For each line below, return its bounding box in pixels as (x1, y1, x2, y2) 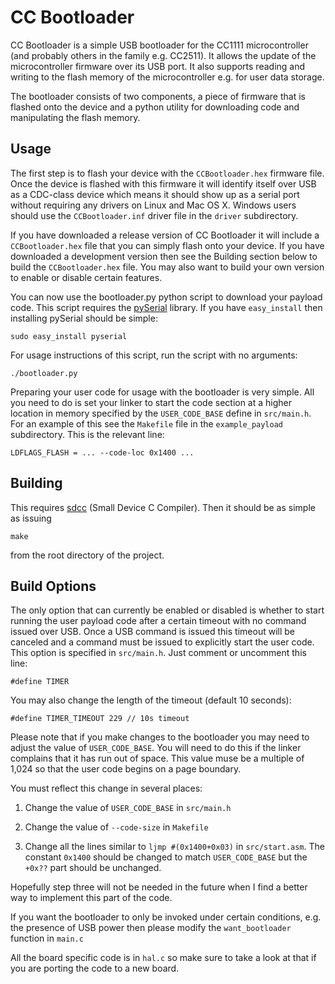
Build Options (10, 577, 97, 595)
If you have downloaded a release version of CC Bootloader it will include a (10, 229, 320, 241)
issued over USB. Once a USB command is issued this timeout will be (10, 626, 295, 638)
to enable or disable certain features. (10, 271, 163, 283)
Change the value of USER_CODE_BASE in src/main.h (24, 802, 232, 814)
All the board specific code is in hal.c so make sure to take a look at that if (10, 952, 317, 964)
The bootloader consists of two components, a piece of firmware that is (10, 90, 306, 102)
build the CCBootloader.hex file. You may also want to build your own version (10, 261, 325, 273)
